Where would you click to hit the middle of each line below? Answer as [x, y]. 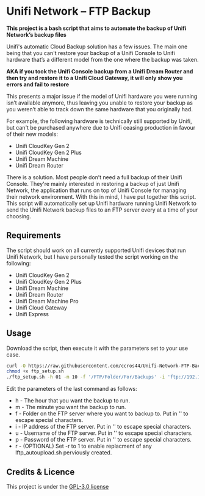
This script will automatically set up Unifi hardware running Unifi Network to [102, 203]
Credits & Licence [41, 472]
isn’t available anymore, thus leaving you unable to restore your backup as [100, 103]
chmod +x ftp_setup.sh [35, 371]
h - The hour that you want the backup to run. [73, 401]
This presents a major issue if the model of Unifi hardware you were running [102, 96]
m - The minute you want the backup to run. [70, 407]
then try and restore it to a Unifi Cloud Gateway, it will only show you [95, 78]
